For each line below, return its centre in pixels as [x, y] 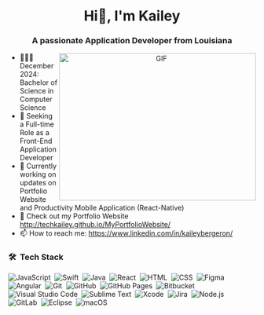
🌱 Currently [38, 166]
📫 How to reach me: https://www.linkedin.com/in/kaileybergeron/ [126, 233]
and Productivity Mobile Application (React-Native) [102, 208]
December [37, 66]
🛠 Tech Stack [36, 257]
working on [38, 174]
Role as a [34, 133]
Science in [37, 91]
